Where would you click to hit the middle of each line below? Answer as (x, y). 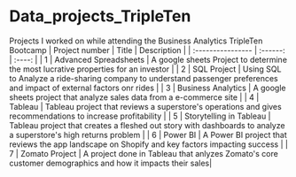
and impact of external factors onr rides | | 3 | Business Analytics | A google (148, 88)
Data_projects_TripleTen (100, 16)
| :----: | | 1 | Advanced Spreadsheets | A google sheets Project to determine (148, 59)
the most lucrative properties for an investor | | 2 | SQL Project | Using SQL (145, 69)
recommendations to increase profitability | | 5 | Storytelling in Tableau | (140, 116)
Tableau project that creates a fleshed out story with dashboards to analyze (147, 125)
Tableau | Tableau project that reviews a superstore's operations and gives (145, 106)
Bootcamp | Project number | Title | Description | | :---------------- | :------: (147, 50)
